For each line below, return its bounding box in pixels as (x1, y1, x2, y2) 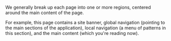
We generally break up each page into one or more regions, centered (5, 5, 151, 10)
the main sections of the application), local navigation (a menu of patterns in (5, 25, 166, 31)
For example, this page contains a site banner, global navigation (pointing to (5, 20, 165, 25)
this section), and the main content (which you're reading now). (5, 30, 139, 36)
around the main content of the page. (5, 10, 84, 16)
